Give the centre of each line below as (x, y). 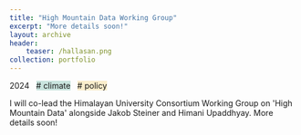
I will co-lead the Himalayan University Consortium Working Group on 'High (151, 103)
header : (24, 43)
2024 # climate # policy (58, 86)
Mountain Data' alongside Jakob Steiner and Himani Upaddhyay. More (141, 113)
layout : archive (40, 34)
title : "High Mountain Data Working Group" (93, 18)
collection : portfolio (52, 60)
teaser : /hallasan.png (69, 52)
